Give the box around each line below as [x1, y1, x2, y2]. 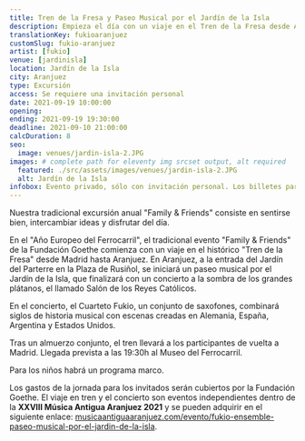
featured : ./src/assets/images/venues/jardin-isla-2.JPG [17, 165, 238, 175]
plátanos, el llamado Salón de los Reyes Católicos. [9, 283, 197, 294]
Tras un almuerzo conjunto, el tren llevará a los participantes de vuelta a [9, 337, 280, 348]
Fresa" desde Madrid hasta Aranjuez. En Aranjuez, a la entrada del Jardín [9, 254, 284, 265]
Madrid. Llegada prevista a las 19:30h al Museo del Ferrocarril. [9, 347, 243, 358]
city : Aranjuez [9, 73, 67, 82]
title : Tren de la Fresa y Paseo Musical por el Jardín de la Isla [9, 13, 271, 23]
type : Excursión [9, 81, 71, 90]
